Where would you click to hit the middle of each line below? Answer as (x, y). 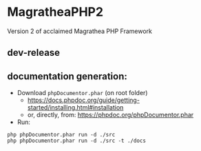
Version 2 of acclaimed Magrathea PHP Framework (80, 31)
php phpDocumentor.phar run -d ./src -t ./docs (77, 141)
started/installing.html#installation (75, 108)
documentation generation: (67, 76)
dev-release (34, 53)
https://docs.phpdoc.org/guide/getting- (83, 100)
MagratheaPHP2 (55, 12)
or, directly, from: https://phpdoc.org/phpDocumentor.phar (110, 115)
